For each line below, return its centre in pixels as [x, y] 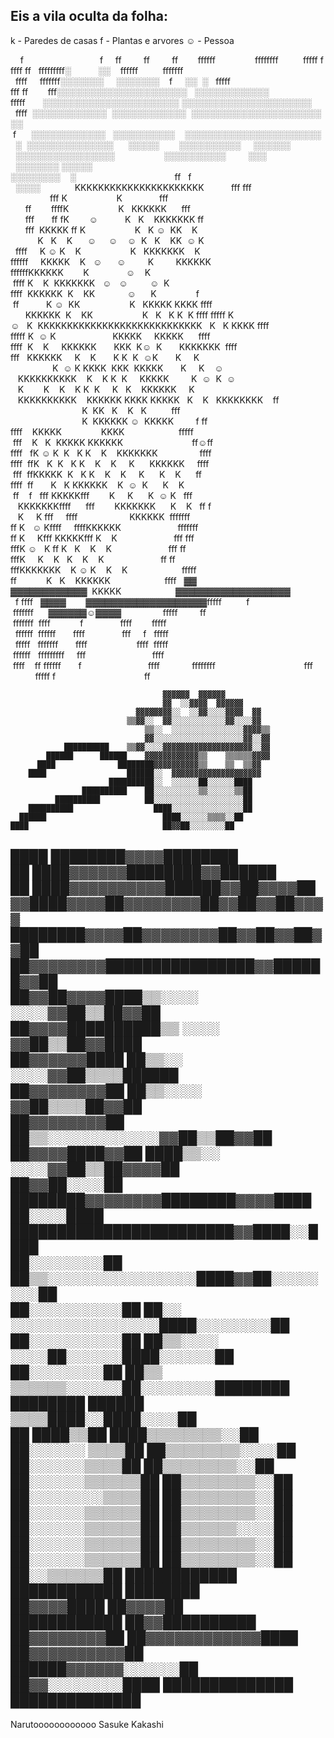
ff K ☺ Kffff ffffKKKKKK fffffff [104, 527]
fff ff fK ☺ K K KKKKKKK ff [114, 219]
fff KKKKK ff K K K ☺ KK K [111, 230]
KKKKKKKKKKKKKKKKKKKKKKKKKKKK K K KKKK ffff [153, 325]
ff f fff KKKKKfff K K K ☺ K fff [102, 495]
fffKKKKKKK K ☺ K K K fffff [103, 570]
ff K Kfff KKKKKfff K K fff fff [102, 538]
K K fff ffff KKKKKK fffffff [104, 516]
